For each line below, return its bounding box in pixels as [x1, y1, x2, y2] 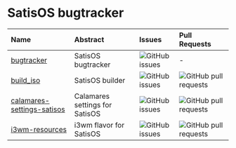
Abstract [74, 34, 105, 44]
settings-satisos [11, 104, 65, 114]
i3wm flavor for [74, 120, 125, 130]
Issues [139, 34, 162, 44]
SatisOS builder [74, 75, 126, 85]
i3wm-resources [11, 124, 67, 134]
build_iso [11, 75, 41, 85]
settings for [74, 100, 112, 109]
